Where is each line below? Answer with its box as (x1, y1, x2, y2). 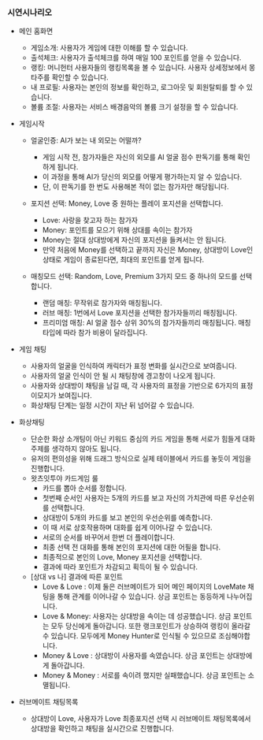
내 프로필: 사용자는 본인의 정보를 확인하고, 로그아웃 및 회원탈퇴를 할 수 (30, 83, 245, 92)
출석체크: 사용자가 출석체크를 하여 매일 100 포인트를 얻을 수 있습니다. (30, 53, 242, 62)
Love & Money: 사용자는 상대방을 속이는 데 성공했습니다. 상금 (42, 612, 232, 621)
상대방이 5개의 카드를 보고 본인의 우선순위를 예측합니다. (42, 513, 213, 522)
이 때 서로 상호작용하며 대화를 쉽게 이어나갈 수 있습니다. (42, 522, 213, 533)
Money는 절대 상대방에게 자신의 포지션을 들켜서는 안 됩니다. (42, 235, 227, 245)
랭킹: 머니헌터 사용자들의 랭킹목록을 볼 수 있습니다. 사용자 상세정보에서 (30, 63, 247, 73)
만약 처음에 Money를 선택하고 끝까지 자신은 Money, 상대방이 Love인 (42, 245, 254, 255)
